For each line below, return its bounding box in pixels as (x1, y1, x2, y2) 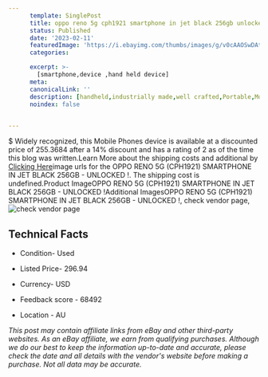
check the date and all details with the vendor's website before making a (8, 351, 249, 360)
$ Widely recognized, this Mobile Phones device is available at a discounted (8, 136, 258, 146)
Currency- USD (19, 279, 71, 289)
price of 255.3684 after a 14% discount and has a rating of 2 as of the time (8, 145, 254, 155)
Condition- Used (19, 248, 75, 257)
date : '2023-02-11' (29, 33, 94, 42)
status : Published (29, 26, 91, 34)
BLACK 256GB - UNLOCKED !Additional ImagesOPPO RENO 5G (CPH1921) (8, 187, 253, 197)
